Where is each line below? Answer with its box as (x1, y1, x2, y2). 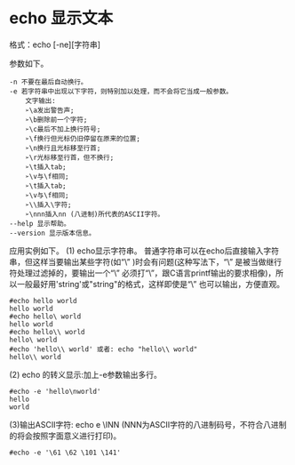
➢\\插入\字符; (25, 200, 72, 209)
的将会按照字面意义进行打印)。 (9, 430, 122, 441)
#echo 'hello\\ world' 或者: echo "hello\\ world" (9, 344, 198, 354)
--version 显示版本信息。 (9, 228, 96, 237)
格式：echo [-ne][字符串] (9, 39, 100, 50)
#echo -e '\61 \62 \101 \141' (9, 448, 122, 457)
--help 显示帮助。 (9, 219, 71, 228)
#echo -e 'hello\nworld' (9, 387, 101, 396)
